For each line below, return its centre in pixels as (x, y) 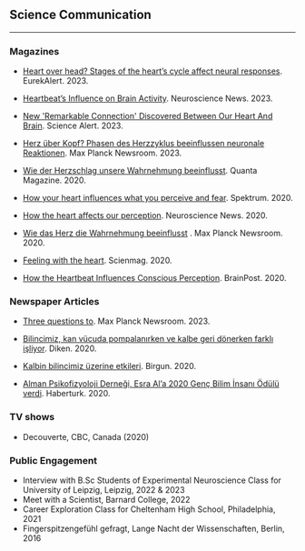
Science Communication (80, 15)
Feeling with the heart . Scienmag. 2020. (97, 260)
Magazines (34, 51)
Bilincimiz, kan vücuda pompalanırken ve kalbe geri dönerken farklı (148, 339)
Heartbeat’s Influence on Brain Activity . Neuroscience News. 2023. (148, 98)
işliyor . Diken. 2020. (59, 348)
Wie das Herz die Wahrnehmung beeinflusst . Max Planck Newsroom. (152, 233)
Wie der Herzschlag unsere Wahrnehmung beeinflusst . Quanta (140, 171)
